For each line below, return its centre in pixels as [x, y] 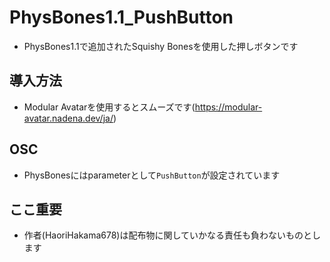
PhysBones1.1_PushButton [121, 17]
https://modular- [228, 107]
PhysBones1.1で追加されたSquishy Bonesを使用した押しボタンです [161, 46]
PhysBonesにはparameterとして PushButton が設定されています [152, 175]
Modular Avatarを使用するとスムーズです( [109, 107]
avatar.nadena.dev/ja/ [68, 118]
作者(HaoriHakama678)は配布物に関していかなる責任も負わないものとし [172, 235]
